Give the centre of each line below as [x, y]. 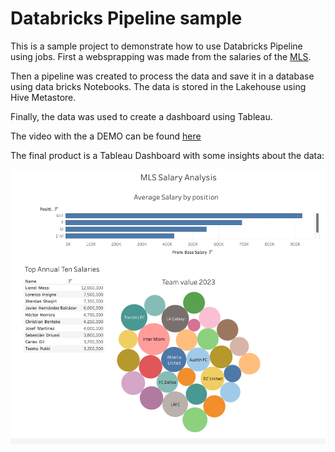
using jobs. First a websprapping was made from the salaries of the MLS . [161, 56]
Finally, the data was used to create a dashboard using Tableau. [141, 116]
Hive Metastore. [43, 97]
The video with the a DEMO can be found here [106, 136]
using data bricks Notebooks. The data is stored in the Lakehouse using [158, 86]
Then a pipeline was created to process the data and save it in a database [162, 76]
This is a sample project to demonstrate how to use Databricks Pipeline [156, 46]
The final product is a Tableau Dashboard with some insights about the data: [167, 155]
